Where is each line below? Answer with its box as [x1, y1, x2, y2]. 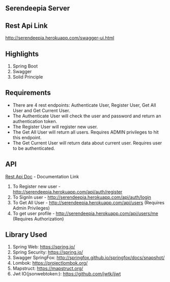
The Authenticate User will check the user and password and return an [12, 113, 161, 119]
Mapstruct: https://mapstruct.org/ [12, 265, 83, 271]
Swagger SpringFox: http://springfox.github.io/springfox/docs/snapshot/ [12, 255, 165, 261]
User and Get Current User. [12, 107, 70, 113]
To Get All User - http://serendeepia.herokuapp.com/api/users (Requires [12, 199, 164, 205]
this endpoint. [12, 134, 42, 140]
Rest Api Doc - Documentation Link [5, 173, 79, 179]
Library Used [5, 231, 47, 239]
